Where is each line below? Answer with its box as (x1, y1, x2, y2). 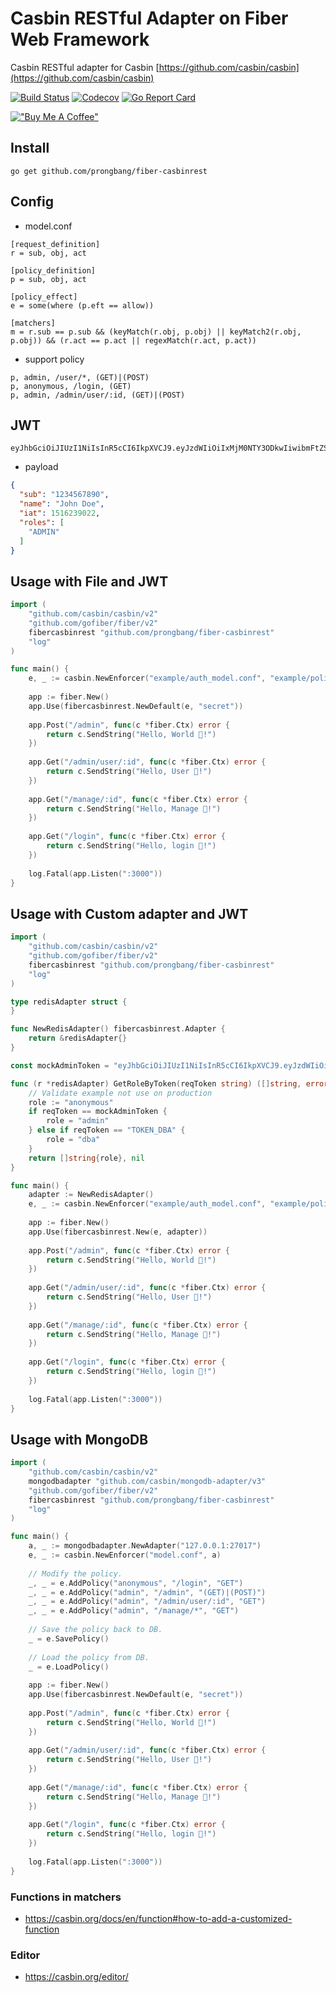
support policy (24, 353, 85, 365)
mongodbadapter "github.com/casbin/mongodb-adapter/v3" (28, 1476, 267, 1486)
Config (10, 193, 54, 211)
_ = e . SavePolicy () (28, 1633, 110, 1644)
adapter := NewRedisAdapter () (28, 1190, 155, 1200)
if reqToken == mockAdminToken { (28, 1107, 168, 1117)
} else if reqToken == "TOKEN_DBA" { (28, 1125, 186, 1136)
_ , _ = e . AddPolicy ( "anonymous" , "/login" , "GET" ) (28, 1578, 244, 1588)
